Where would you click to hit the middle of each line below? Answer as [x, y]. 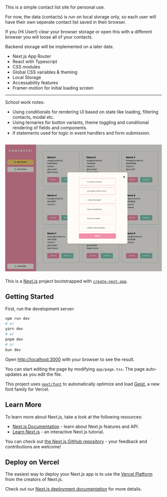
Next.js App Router [32, 56]
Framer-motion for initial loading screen [53, 88]
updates [14, 374]
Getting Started [30, 297]
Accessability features [35, 83]
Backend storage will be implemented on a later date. [60, 46]
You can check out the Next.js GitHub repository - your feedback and [76, 441]
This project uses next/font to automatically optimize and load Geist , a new [83, 384]
